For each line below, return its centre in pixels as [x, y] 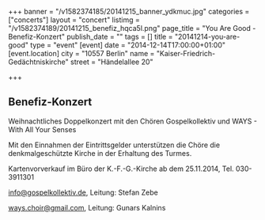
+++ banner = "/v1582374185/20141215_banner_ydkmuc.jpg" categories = [129, 11]
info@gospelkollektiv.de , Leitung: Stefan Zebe [83, 192]
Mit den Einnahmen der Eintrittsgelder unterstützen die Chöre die [114, 145]
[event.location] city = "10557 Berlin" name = [81, 53]
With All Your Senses [42, 129]
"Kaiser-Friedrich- [186, 53]
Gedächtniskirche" [38, 62]
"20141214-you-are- [207, 36]
